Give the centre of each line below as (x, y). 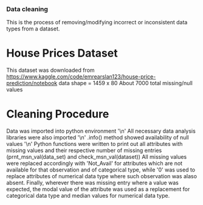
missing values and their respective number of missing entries (84, 150)
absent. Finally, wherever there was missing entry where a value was (93, 183)
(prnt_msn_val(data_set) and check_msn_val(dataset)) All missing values (97, 157)
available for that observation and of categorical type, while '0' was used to (101, 170)
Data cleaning (27, 9)
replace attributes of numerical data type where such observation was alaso (102, 176)
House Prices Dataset (62, 53)
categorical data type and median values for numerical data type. (88, 196)
